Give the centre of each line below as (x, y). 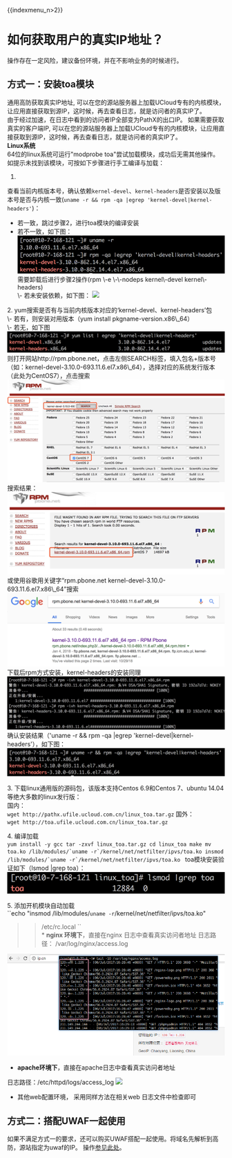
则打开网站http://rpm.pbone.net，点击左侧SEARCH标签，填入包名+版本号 (112, 359)
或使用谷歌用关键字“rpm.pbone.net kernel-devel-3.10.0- (86, 580)
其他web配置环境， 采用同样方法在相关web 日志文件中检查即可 (107, 1097)
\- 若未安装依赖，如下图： (54, 295)
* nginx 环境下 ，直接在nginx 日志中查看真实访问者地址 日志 (126, 935)
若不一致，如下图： (45, 231)
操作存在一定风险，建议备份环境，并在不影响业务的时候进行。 (95, 60)
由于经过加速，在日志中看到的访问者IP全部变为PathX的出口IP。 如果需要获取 (116, 120)
